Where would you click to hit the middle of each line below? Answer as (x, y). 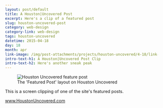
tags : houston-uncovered (30, 37)
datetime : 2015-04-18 (27, 41)
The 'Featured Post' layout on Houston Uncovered (67, 82)
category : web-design (27, 27)
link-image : (17, 54)
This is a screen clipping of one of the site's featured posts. (64, 92)
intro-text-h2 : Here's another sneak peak (49, 63)
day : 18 (13, 45)
